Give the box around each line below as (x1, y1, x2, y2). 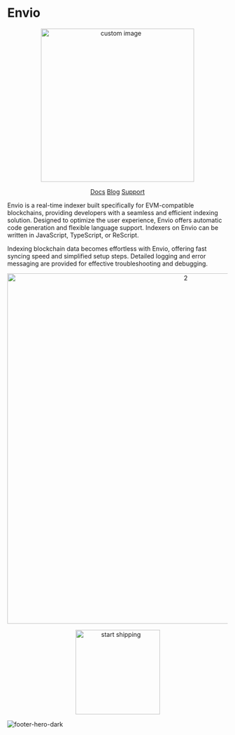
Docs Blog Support (90, 187, 145, 195)
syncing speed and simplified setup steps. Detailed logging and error (7, 252, 206, 260)
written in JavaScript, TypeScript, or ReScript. (7, 231, 139, 239)
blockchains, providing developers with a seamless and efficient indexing (7, 208, 218, 217)
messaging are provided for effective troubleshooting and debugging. (7, 259, 208, 268)
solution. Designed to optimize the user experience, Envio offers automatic (7, 216, 222, 224)
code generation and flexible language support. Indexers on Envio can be (7, 223, 219, 232)
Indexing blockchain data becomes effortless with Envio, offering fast (7, 244, 207, 253)
